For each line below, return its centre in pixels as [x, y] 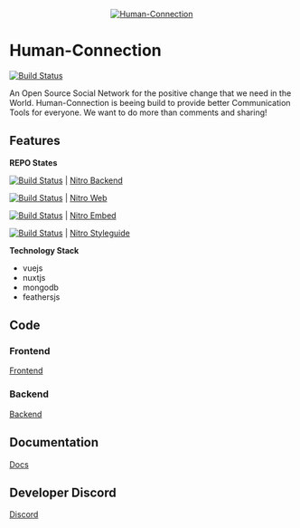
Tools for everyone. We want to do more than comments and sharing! [139, 112]
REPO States [33, 162]
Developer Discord [63, 492]
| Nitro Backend [94, 180]
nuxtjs [34, 277]
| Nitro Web [86, 197]
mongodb [40, 287]
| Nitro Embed [90, 215]
